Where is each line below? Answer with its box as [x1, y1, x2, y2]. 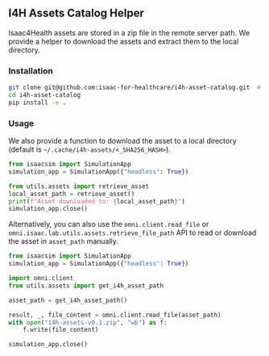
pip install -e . [8, 98, 67, 107]
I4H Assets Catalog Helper [8, 6, 145, 20]
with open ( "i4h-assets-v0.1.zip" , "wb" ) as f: [8, 318, 168, 326]
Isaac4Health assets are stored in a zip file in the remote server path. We [8, 27, 250, 37]
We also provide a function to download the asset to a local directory [8, 136, 237, 146]
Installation [8, 65, 54, 76]
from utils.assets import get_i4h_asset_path [8, 282, 163, 290]
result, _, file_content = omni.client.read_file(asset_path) [8, 311, 221, 319]
